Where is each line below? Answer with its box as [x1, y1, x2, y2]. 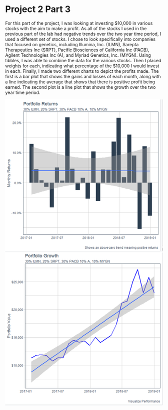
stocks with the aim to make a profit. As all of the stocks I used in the [5, 25, 147, 31]
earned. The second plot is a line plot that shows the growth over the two [5, 84, 156, 90]
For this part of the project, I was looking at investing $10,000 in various [5, 20, 153, 26]
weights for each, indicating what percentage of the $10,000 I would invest [5, 63, 159, 69]
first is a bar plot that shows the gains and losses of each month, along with [5, 73, 161, 79]
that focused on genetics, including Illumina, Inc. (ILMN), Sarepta [5, 41, 139, 47]
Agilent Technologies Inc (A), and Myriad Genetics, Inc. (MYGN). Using [5, 52, 151, 58]
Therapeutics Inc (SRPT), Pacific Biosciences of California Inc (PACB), [5, 47, 149, 53]
